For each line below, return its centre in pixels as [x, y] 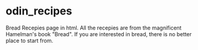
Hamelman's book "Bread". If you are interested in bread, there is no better [99, 34]
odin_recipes [39, 11]
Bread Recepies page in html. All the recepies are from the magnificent [94, 28]
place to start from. [30, 40]
